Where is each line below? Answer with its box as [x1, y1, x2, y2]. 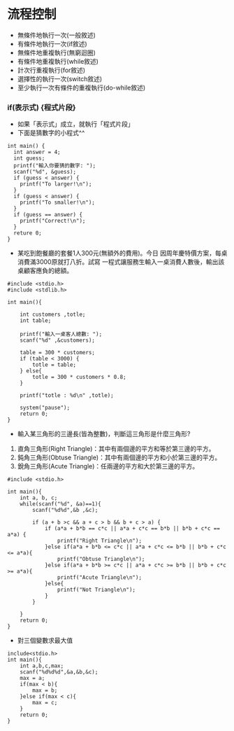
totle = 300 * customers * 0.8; [32, 374, 127, 381]
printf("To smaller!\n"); [20, 199, 96, 207]
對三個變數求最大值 [17, 636, 73, 645]
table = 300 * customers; [20, 349, 96, 356]
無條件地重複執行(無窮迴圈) [17, 48, 96, 57]
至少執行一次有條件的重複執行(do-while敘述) [17, 83, 146, 92]
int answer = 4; [13, 148, 61, 156]
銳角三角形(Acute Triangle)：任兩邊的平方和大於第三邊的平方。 [17, 462, 199, 471]
